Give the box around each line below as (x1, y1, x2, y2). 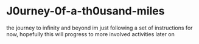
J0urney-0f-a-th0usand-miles (6, 4, 165, 18)
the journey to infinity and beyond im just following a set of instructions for (6, 24, 193, 31)
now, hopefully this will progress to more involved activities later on (6, 30, 175, 37)
